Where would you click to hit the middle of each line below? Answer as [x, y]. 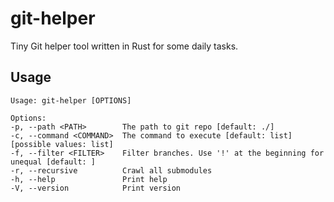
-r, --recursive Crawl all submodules [111, 170]
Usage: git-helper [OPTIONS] [71, 100]
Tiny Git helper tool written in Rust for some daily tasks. [124, 46]
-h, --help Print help [89, 179]
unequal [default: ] [53, 162]
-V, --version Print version [96, 188]
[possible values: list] [62, 144]
